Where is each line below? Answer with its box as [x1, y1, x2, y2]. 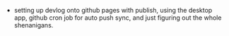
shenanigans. [13, 21, 54, 29]
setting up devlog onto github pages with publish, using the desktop [13, 6, 213, 14]
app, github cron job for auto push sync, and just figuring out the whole [13, 13, 222, 22]
